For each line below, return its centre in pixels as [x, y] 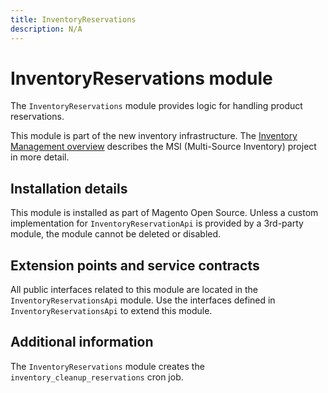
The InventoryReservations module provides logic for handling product [156, 106]
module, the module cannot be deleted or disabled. [116, 234]
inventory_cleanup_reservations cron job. [97, 377]
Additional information [82, 342]
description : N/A [46, 29]
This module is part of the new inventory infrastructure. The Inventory [154, 136]
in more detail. [40, 157]
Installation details [69, 188]
